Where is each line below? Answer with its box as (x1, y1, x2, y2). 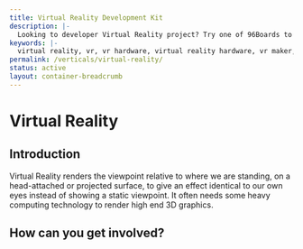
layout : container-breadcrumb (9, 72, 124, 81)
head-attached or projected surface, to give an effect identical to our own (9, 180, 283, 190)
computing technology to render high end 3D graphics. (9, 199, 214, 210)
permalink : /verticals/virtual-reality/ (9, 55, 164, 64)
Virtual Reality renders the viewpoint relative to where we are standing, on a (9, 171, 291, 181)
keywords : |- (9, 38, 59, 48)
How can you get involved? (9, 226, 165, 241)
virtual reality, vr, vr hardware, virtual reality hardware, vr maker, (17, 47, 297, 56)
